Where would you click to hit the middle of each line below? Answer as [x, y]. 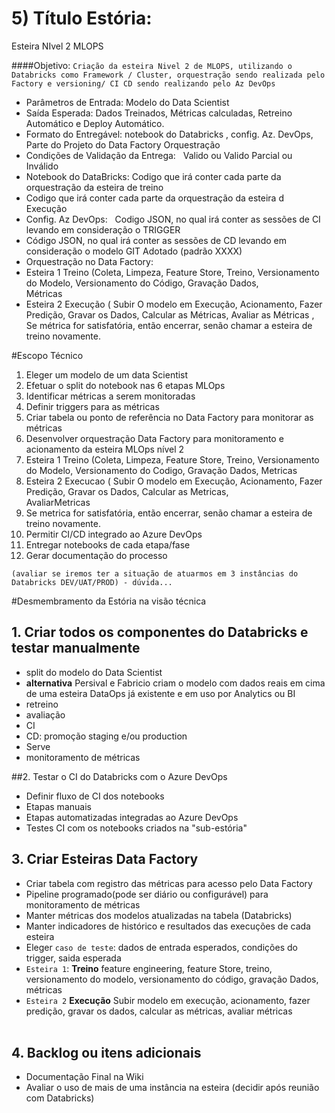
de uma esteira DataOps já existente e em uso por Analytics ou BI [160, 693]
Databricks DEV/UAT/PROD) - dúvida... [92, 582]
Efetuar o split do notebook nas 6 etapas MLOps [125, 385]
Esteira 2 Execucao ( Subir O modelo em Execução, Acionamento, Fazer [174, 481]
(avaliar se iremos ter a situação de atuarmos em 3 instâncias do [155, 573]
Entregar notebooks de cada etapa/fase [108, 544]
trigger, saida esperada [73, 958]
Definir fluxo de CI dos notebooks [95, 796]
